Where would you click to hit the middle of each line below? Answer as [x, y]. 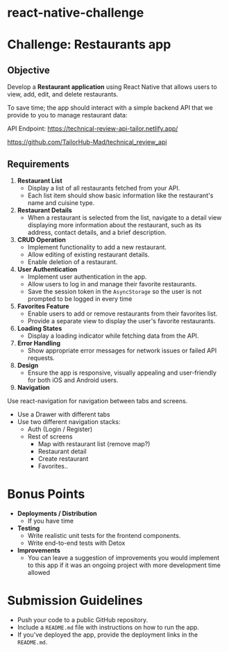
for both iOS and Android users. [73, 380]
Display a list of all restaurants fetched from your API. [104, 188]
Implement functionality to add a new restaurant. [97, 247]
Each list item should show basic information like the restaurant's [120, 195]
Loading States [40, 328]
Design [28, 365]
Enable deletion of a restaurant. [73, 262]
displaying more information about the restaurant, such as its [114, 225]
